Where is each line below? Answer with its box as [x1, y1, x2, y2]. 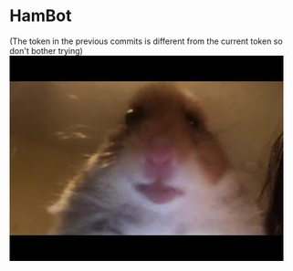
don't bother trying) [9, 45, 84, 56]
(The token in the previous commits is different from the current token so [9, 36, 283, 47]
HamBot [9, 5, 72, 26]
